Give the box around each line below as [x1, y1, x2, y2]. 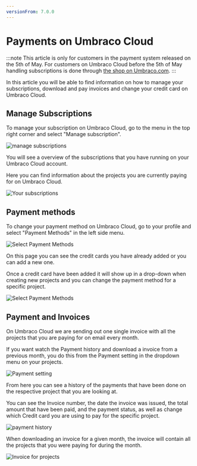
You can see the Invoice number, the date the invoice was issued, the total [6, 400, 189, 406]
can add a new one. [6, 259, 55, 266]
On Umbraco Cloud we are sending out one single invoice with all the [6, 328, 176, 335]
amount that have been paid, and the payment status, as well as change [6, 406, 183, 413]
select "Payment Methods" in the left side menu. [6, 229, 125, 237]
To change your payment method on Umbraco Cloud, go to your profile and [6, 223, 192, 230]
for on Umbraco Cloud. [6, 178, 62, 185]
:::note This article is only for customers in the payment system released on [6, 54, 191, 62]
